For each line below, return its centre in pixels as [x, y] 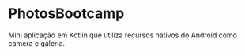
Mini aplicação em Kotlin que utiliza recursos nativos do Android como [122, 35]
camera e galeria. [37, 43]
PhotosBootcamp [66, 14]
